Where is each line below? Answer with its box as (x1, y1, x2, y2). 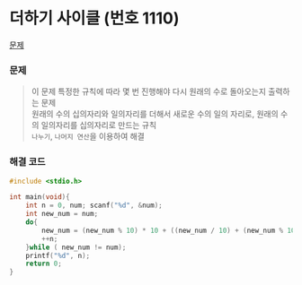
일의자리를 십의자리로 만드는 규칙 (40, 120, 157, 131)
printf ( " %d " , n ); (25, 251, 91, 260)
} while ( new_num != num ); (25, 243, 127, 252)
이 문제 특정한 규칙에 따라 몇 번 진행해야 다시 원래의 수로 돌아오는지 (31, 86, 267, 97)
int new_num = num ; (25, 210, 99, 219)
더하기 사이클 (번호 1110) (9, 8, 180, 29)
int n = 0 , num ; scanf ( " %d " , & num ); (25, 201, 164, 211)
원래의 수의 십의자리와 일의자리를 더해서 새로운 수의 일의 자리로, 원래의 (31, 108, 279, 119)
